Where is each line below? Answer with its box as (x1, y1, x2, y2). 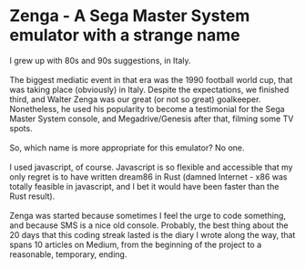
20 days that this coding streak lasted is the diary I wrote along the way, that (9, 229, 296, 240)
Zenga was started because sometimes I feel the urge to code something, (9, 210, 287, 221)
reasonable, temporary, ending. (9, 248, 127, 260)
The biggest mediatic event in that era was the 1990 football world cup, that (9, 74, 293, 85)
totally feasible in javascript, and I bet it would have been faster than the (9, 181, 280, 191)
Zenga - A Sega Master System (9, 5, 250, 26)
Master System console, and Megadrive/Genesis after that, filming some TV (9, 113, 294, 124)
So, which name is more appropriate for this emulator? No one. (9, 142, 245, 153)
